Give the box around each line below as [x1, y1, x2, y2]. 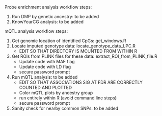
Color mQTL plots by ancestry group [19, 90, 93, 95]
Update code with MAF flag [19, 59, 75, 64]
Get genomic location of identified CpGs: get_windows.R [11, 38, 126, 44]
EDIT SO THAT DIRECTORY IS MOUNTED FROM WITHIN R [19, 48, 137, 54]
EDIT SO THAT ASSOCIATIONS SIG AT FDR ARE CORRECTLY [19, 79, 143, 85]
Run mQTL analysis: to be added [11, 74, 78, 80]
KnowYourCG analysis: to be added [11, 19, 84, 24]
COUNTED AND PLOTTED [19, 85, 72, 90]
